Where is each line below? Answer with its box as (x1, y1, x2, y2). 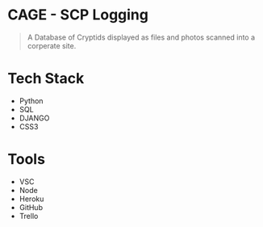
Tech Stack (7, 69, 85, 88)
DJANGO (19, 113, 50, 123)
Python (19, 95, 44, 106)
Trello (19, 211, 39, 221)
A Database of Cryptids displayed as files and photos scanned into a (27, 32, 256, 42)
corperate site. (27, 40, 77, 50)
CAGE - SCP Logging (7, 6, 148, 24)
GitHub (19, 202, 44, 212)
